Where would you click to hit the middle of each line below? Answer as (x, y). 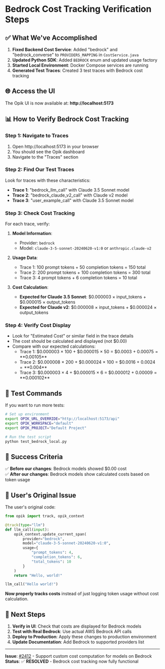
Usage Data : (25, 258)
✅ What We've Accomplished (51, 38)
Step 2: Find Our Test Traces (40, 169)
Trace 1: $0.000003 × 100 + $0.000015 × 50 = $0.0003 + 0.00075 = (89, 352)
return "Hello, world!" (38, 575)
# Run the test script (28, 437)
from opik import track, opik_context (45, 516)
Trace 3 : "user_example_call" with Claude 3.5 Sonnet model (73, 200)
